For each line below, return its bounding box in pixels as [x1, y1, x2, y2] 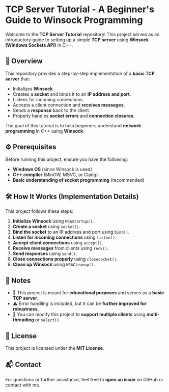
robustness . [12, 306, 39, 312]
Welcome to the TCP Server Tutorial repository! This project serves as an [5, 31, 160, 37]
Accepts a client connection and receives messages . [12, 102, 125, 108]
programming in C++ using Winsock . [5, 128, 85, 134]
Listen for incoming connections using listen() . [12, 234, 117, 240]
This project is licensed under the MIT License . [5, 345, 104, 351]
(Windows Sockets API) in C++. [5, 42, 73, 48]
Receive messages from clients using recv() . [12, 245, 108, 251]
